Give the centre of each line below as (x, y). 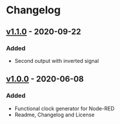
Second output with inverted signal (57, 61)
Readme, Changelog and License (54, 115)
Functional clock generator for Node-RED (64, 108)
